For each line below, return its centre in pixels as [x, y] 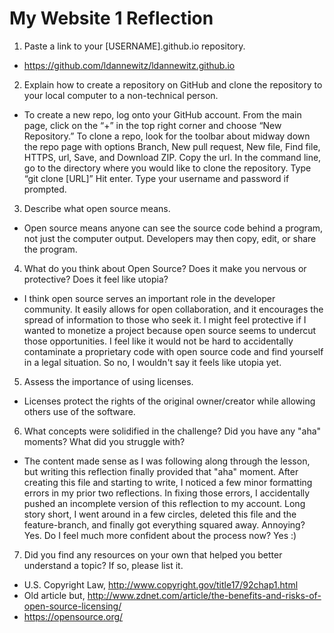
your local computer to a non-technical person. [121, 95]
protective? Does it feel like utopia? [96, 279]
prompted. [45, 189]
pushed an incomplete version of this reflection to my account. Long [164, 503]
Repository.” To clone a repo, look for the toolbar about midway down [167, 136]
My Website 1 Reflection [111, 18]
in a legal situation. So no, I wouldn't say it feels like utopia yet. [152, 362]
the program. [50, 249]
